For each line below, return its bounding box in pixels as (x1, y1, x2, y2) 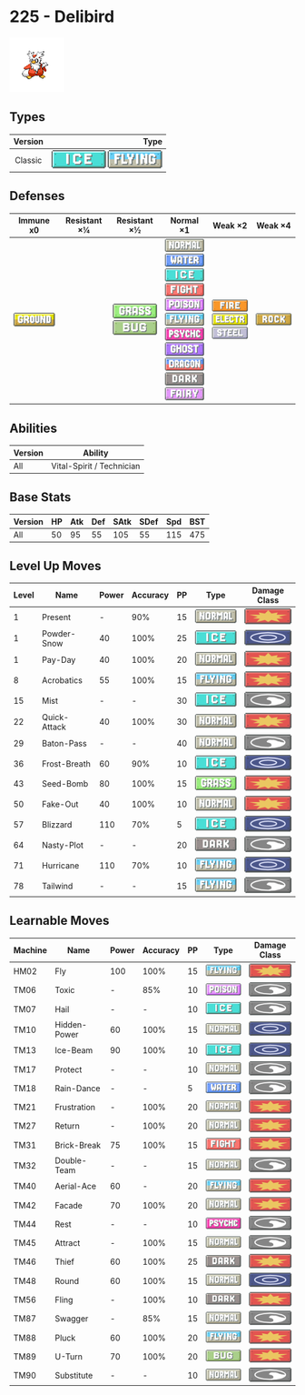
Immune (17, 216, 50, 226)
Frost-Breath (42, 758, 91, 769)
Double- (54, 1155, 87, 1166)
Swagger (54, 1313, 89, 1324)
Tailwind (42, 880, 74, 891)
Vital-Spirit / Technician (51, 461, 141, 471)
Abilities (9, 420, 57, 436)
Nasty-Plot (42, 839, 84, 851)
